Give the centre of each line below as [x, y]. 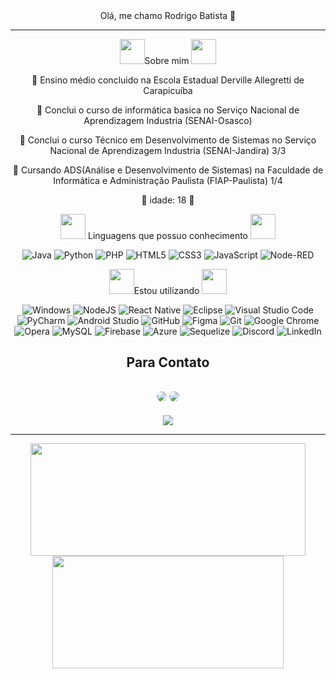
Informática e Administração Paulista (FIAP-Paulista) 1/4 [168, 180]
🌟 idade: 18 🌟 [168, 200]
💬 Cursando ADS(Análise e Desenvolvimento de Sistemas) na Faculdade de [168, 170]
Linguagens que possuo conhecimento [168, 235]
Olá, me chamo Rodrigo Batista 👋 [168, 15]
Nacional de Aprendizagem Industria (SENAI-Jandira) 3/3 [168, 150]
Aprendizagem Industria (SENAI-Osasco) [168, 120]
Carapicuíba [168, 90]
